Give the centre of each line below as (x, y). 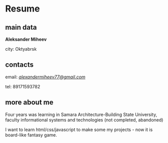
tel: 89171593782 (23, 86)
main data (21, 27)
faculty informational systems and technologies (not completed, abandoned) (84, 120)
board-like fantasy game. (31, 135)
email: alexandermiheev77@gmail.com (45, 77)
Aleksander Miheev (26, 39)
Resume (23, 9)
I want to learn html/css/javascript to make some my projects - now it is (79, 129)
